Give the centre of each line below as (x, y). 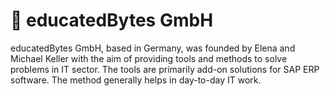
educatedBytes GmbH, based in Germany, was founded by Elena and (153, 48)
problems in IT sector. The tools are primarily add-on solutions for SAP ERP (165, 69)
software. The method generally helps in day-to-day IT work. (136, 80)
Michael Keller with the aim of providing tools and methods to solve (149, 58)
